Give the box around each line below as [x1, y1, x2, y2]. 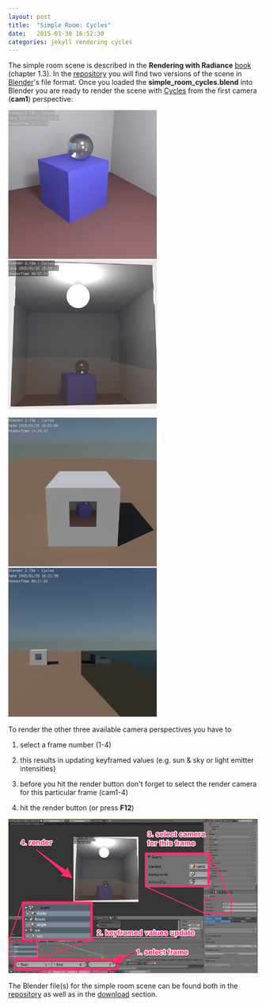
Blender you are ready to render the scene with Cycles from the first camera [8, 86, 257, 95]
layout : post [8, 13, 51, 21]
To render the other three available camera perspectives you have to [8, 725, 232, 734]
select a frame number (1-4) [19, 740, 112, 750]
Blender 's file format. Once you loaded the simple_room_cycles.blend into [8, 78, 253, 87]
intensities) [19, 764, 56, 774]
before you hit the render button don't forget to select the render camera [19, 779, 257, 789]
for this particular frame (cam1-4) [19, 788, 129, 798]
